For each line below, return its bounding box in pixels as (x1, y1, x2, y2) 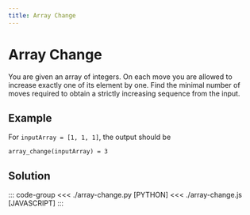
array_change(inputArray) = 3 (8, 148, 109, 156)
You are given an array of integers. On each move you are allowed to (8, 72, 233, 81)
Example (8, 111, 52, 125)
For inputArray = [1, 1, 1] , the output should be (8, 132, 171, 142)
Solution (8, 169, 51, 183)
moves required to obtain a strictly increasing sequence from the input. (8, 89, 240, 98)
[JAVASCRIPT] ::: (8, 198, 63, 208)
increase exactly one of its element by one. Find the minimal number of (8, 80, 240, 89)
